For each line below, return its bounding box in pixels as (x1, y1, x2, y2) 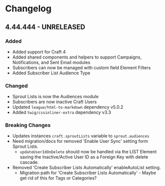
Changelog (5, 3, 52, 14)
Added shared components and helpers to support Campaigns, (12, 54, 142, 60)
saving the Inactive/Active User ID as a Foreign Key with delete (19, 154, 148, 160)
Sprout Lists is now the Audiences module (12, 94, 99, 100)
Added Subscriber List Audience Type (12, 70, 90, 76)
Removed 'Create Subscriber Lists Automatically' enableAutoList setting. (12, 165, 161, 171)
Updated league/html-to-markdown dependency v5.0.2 (12, 104, 123, 110)
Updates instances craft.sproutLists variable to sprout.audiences (12, 133, 150, 139)
